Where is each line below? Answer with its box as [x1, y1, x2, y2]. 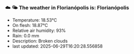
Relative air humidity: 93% [12, 27, 66, 33]
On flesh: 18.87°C [12, 23, 48, 28]
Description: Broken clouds [12, 38, 68, 44]
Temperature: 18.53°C [12, 17, 57, 23]
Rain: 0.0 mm [12, 33, 40, 39]
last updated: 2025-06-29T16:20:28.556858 [12, 43, 103, 49]
